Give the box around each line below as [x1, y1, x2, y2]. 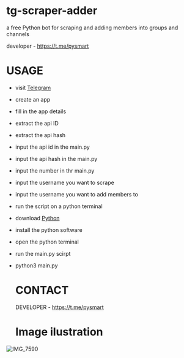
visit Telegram [15, 84, 51, 91]
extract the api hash [15, 131, 66, 138]
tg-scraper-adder [6, 4, 98, 18]
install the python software [15, 226, 83, 233]
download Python [15, 214, 60, 222]
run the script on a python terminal [15, 203, 103, 210]
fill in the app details [15, 108, 67, 115]
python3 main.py [15, 261, 58, 269]
